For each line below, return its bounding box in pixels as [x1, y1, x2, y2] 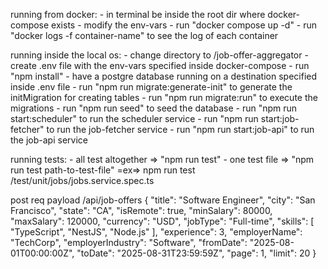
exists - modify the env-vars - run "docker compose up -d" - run [51, 19, 318, 31]
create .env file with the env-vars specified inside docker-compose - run [10, 60, 310, 71]
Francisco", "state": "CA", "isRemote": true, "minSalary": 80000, [10, 205, 273, 216]
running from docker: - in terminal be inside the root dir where [10, 9, 266, 20]
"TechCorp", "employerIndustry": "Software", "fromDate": [10, 237, 248, 248]
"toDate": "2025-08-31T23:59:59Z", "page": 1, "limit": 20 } [76, 247, 317, 259]
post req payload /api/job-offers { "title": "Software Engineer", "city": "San [10, 194, 316, 206]
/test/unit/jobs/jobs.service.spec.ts [10, 175, 155, 186]
